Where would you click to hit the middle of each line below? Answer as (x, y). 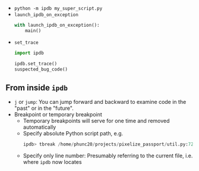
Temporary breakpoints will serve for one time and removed (96, 121)
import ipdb (29, 53)
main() (33, 31)
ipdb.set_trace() (36, 64)
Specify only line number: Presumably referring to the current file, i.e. (108, 156)
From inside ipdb (37, 88)
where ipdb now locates (52, 162)
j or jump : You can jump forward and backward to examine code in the (100, 102)
